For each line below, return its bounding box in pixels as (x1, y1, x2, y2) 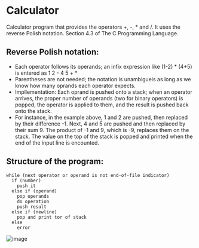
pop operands (17, 193, 50, 199)
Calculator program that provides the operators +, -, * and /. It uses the (6, 23, 181, 30)
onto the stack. (14, 107, 52, 114)
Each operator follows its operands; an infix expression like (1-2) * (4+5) (14, 63, 192, 70)
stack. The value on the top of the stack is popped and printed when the (14, 133, 193, 140)
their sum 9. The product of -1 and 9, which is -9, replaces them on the (14, 126, 189, 133)
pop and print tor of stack (17, 214, 87, 220)
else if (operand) (11, 188, 58, 194)
